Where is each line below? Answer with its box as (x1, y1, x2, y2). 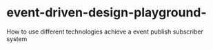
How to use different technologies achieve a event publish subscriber (6, 27, 204, 36)
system (6, 34, 28, 42)
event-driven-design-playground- (6, 5, 207, 21)
